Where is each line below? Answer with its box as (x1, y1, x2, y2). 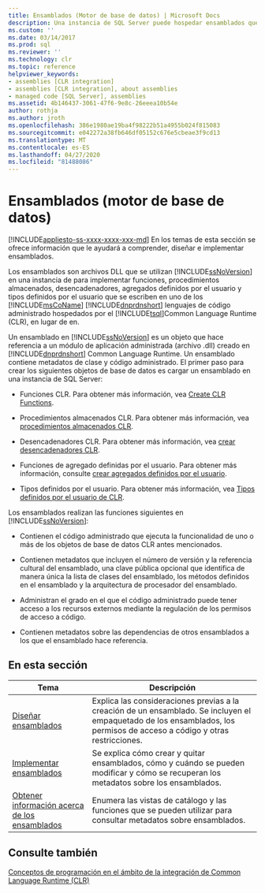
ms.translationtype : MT (8, 136, 87, 144)
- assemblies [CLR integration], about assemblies (8, 84, 178, 93)
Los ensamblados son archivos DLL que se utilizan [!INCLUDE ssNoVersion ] (8, 267, 253, 277)
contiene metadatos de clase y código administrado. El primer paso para (8, 358, 244, 367)
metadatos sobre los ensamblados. (91, 777, 222, 788)
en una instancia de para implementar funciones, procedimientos (8, 275, 219, 285)
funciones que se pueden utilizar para (91, 805, 233, 816)
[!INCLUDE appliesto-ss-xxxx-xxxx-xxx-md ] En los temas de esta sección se (8, 235, 256, 244)
